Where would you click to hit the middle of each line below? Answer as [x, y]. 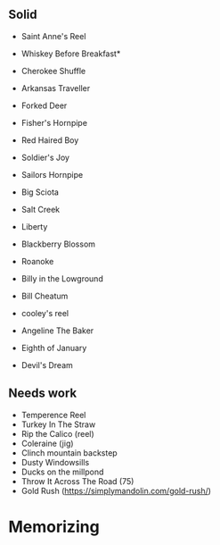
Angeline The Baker [57, 331]
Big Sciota [40, 192]
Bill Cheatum [45, 296]
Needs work [43, 394]
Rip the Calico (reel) [57, 433]
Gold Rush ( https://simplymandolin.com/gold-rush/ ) [116, 490]
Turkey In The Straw [58, 424]
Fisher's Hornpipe [54, 122]
